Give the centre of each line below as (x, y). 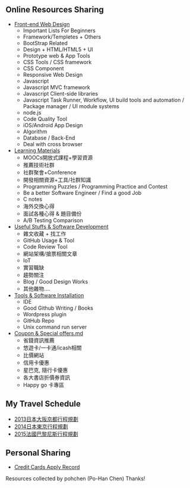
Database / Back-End (49, 138)
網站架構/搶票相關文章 (50, 254)
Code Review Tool (45, 247)
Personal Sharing (38, 453)
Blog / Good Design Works (56, 281)
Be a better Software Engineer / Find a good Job (82, 193)
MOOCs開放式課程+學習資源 (58, 158)
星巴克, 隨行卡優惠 (45, 370)
